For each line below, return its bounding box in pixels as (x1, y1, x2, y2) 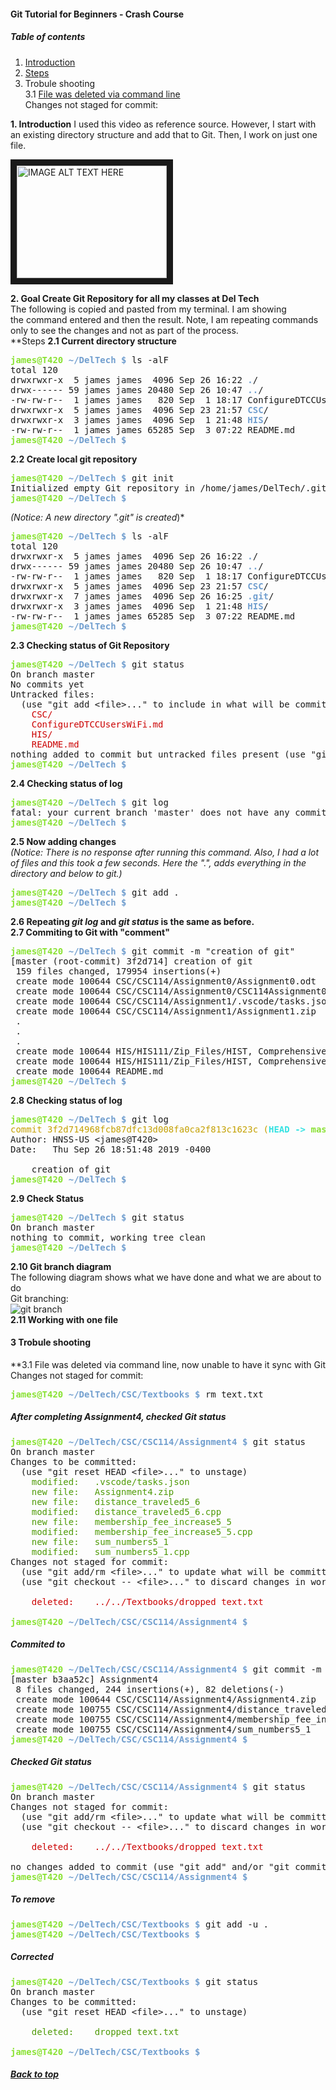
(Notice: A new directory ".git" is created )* (10, 511, 185, 523)
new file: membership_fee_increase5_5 (31, 1516, 233, 1527)
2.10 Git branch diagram (10, 1260, 112, 1272)
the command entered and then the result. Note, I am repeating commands (10, 313, 319, 325)
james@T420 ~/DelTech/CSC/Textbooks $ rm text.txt (10, 1388, 264, 1400)
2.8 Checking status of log (10, 1094, 123, 1106)
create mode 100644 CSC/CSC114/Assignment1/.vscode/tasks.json (15, 995, 333, 1007)
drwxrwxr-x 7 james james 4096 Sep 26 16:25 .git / (10, 590, 275, 602)
